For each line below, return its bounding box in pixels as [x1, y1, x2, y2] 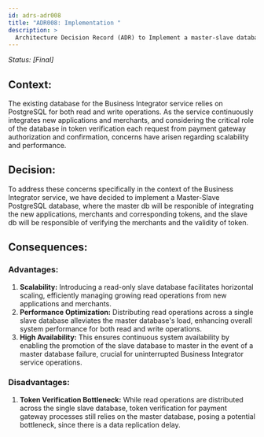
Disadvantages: [8, 377, 70, 388]
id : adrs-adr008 [8, 11, 61, 20]
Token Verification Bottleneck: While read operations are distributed [19, 394, 244, 404]
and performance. [8, 141, 67, 150]
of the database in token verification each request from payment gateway [8, 124, 246, 134]
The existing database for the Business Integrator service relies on [8, 99, 224, 109]
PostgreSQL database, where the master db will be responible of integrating [8, 201, 254, 210]
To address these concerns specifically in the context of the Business [8, 184, 234, 194]
